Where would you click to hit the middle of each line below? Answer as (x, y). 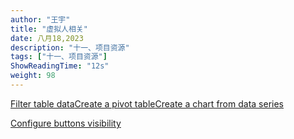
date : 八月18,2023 (47, 38)
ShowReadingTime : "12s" (60, 66)
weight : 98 (33, 76)
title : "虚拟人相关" (49, 29)
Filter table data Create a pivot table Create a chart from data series (147, 103)
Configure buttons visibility (66, 123)
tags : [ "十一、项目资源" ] (59, 57)
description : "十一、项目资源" (70, 47)
